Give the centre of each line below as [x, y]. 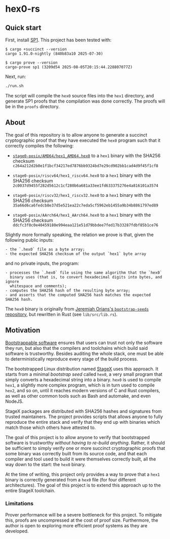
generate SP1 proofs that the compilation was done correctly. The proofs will [85, 101]
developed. [17, 531]
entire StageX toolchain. [30, 491]
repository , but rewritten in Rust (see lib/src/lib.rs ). [61, 314]
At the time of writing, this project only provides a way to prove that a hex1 [82, 474]
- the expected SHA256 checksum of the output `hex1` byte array [76, 254]
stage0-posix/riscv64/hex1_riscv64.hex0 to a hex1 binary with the [82, 175]
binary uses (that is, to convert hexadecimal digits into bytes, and [86, 277]
